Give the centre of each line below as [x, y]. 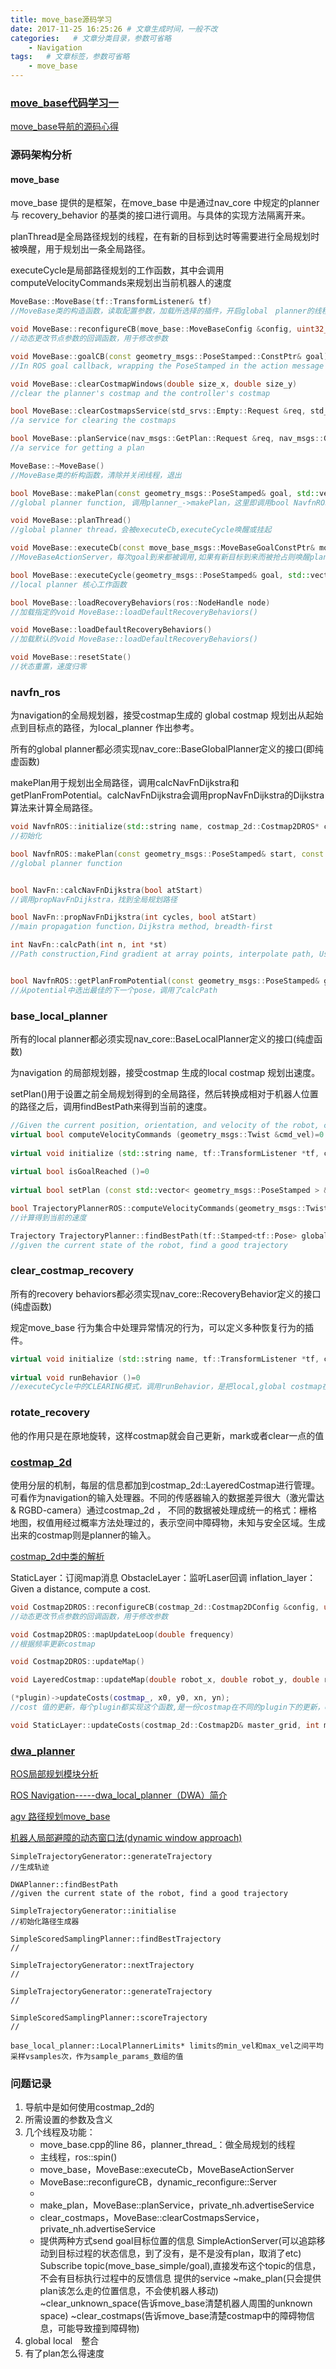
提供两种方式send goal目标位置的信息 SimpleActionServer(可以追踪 [178, 2241]
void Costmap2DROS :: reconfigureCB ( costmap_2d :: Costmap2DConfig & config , [165, 1607]
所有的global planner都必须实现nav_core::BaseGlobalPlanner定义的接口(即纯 [167, 749]
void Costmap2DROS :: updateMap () [77, 1662]
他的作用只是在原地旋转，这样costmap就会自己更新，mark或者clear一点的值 [167, 1435]
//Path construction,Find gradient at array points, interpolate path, [162, 954]
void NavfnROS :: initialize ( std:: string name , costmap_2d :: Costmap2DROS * [165, 827]
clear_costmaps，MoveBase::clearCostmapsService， [152, 2218]
